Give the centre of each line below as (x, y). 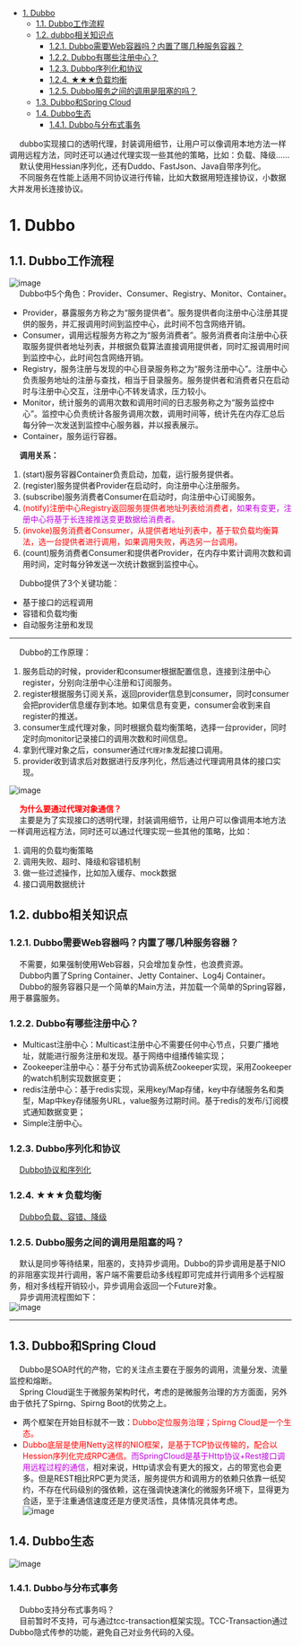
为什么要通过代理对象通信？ (70, 809)
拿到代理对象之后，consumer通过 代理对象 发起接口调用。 (125, 750)
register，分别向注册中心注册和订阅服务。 (99, 682)
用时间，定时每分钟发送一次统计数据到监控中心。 (112, 564)
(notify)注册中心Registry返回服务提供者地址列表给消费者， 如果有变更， (153, 508)
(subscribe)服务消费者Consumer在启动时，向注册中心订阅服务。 (141, 497)
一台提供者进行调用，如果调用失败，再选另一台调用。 (144, 541)
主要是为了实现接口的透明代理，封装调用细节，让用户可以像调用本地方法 (153, 820)
